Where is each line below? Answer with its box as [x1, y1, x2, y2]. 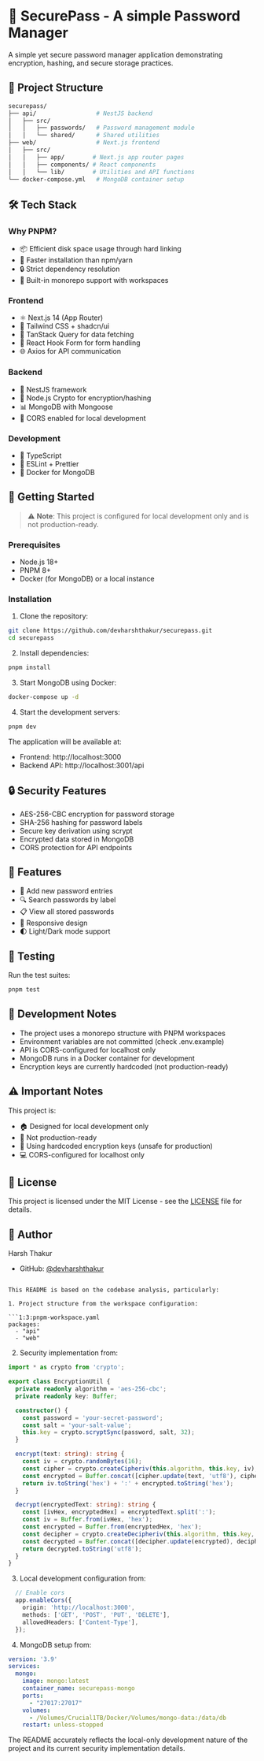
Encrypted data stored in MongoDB [19, 834, 134, 844]
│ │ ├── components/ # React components [8, 161, 156, 169]
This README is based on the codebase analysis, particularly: [8, 1286, 220, 1295]
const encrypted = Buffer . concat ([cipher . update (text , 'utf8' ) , [22, 1472, 237, 1480]
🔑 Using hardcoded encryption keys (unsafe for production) [19, 1141, 214, 1150]
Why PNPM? [8, 225, 57, 236]
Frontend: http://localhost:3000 [19, 752, 122, 761]
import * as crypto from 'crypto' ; [8, 1363, 125, 1372]
